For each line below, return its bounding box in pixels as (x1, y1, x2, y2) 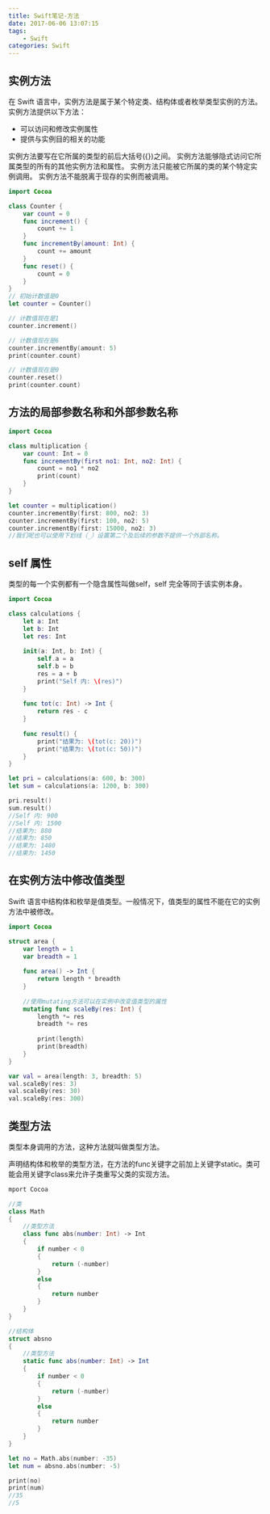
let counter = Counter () (8, 300, 92, 308)
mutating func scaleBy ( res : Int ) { (23, 1005, 143, 1013)
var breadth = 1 (23, 953, 78, 961)
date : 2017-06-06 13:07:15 (8, 19, 99, 27)
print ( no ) (8, 1476, 42, 1485)
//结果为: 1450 (8, 849, 56, 857)
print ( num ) (8, 1484, 45, 1492)
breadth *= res (37, 1020, 89, 1028)
